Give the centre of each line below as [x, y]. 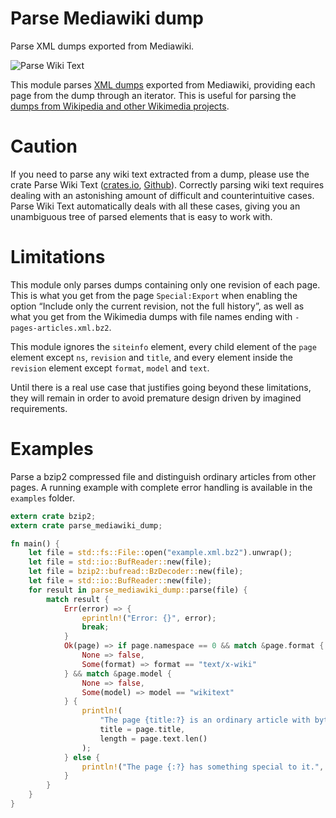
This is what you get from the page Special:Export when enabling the [154, 295]
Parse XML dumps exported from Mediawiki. [102, 46]
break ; [95, 627]
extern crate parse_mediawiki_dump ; [86, 525]
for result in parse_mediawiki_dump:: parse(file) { [138, 590]
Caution [44, 146]
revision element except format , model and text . [110, 368]
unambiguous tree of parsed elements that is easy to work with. [141, 216]
